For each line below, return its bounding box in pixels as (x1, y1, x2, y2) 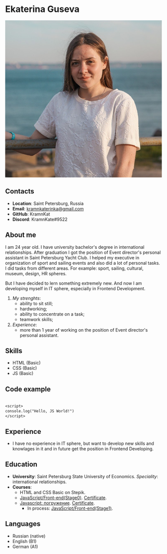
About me (5, 231, 36, 239)
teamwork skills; (19, 316, 54, 322)
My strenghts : (12, 295, 41, 301)
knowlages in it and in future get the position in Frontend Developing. (12, 446, 154, 452)
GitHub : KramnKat (12, 211, 51, 217)
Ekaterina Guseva (5, 3, 80, 15)
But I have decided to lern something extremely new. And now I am (5, 280, 142, 286)
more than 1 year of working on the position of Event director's (19, 327, 148, 333)
